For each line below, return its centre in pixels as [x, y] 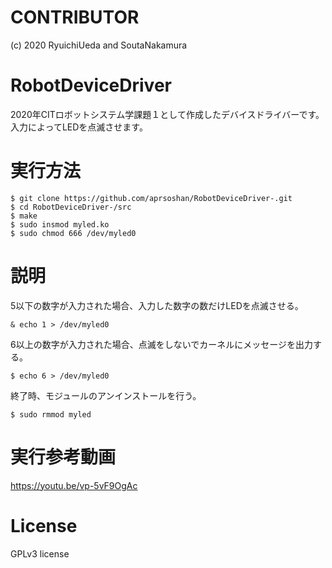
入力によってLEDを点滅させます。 [79, 127]
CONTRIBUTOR [75, 17]
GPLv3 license [40, 553]
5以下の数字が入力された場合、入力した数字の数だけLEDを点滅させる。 [157, 305]
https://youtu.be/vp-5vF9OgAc [74, 485]
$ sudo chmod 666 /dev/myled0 [73, 233]
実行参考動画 [63, 457]
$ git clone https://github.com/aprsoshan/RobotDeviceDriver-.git [151, 198]
